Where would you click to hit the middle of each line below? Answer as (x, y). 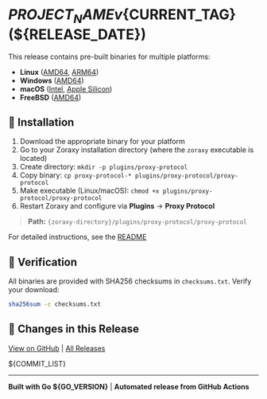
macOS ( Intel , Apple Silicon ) (66, 88)
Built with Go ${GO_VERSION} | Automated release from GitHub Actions (129, 386)
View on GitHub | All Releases (57, 348)
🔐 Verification (43, 262)
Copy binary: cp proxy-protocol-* (75, 175)
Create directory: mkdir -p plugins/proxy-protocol (104, 167)
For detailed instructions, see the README (77, 237)
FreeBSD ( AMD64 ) (50, 97)
